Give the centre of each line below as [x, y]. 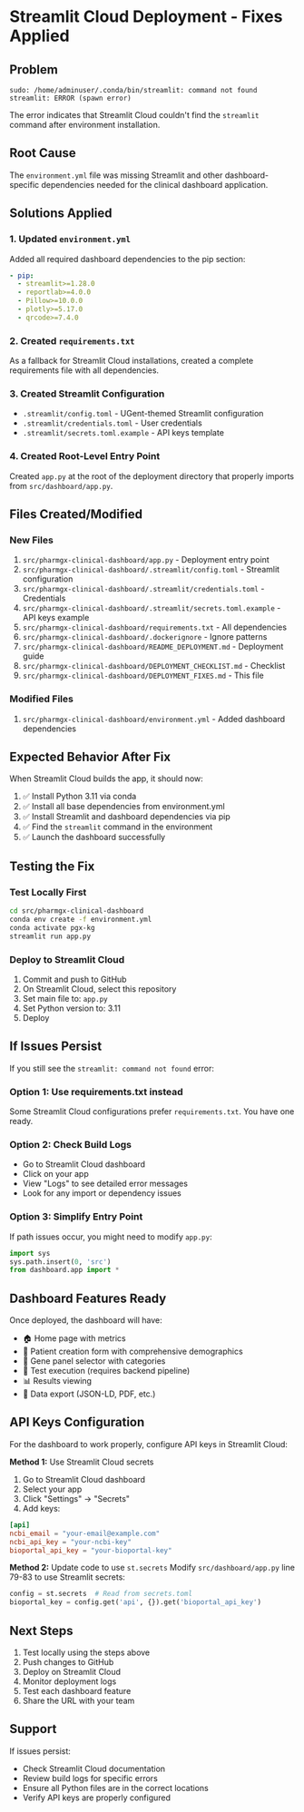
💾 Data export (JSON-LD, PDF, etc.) [89, 1394]
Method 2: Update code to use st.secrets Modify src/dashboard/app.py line [152, 1568]
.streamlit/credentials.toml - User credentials [112, 423]
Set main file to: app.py [65, 998]
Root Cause [43, 153]
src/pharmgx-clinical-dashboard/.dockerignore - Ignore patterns [145, 637]
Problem [34, 69]
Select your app [52, 1489]
